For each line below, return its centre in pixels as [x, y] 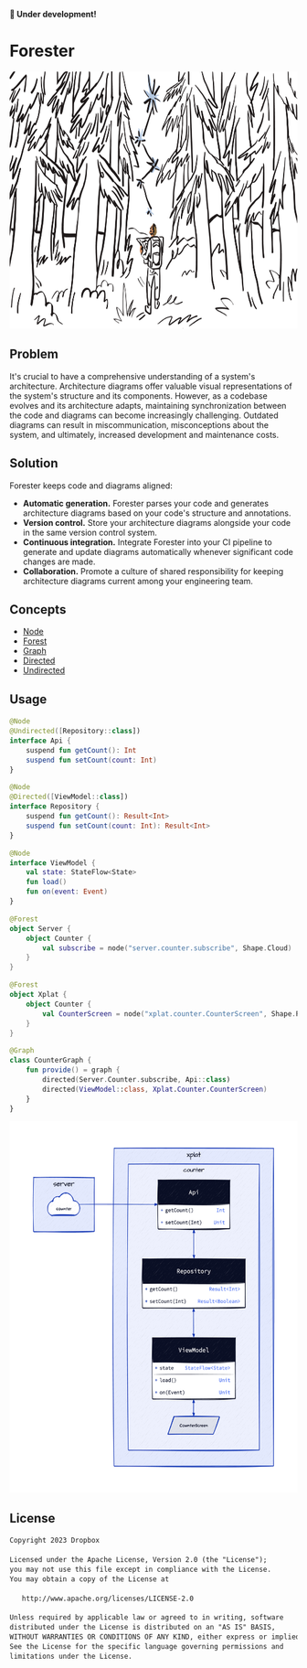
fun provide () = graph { [73, 1070]
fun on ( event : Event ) [67, 892]
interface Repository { [55, 807]
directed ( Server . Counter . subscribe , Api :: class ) [137, 1080]
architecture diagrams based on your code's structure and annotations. [157, 513]
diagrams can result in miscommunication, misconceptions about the [139, 424]
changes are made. [59, 561]
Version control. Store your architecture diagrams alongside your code [157, 522]
